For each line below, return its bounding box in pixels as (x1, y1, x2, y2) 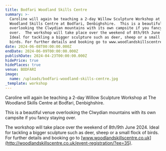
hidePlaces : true (5, 62, 41, 67)
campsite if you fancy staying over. (5, 114, 77, 120)
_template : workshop (5, 81, 48, 86)
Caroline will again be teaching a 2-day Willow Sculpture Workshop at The (5, 95, 157, 101)
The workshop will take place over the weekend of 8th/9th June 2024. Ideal (5, 124, 160, 130)
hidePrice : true (5, 58, 39, 63)
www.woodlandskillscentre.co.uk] (82, 135, 152, 141)
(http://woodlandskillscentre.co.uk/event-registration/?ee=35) (5, 140, 131, 146)
